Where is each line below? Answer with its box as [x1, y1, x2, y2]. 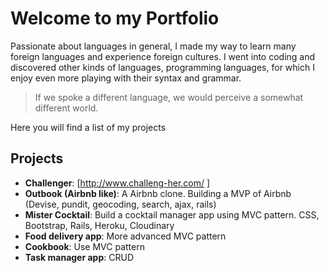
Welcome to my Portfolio [10, 7, 220, 30]
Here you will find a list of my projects [10, 121, 167, 133]
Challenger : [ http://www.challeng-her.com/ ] [24, 177, 211, 189]
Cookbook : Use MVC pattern [24, 240, 145, 252]
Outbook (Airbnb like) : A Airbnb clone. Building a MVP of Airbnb [24, 187, 292, 199]
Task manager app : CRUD [24, 251, 134, 263]
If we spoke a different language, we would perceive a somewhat [34, 91, 304, 103]
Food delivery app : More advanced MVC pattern [24, 230, 227, 242]
